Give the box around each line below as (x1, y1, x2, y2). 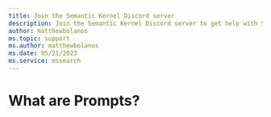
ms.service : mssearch (8, 57, 81, 65)
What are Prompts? (8, 92, 140, 110)
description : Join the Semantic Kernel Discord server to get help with (8, 19, 258, 27)
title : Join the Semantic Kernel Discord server (8, 11, 175, 20)
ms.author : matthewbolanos (8, 42, 99, 50)
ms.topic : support (8, 34, 70, 43)
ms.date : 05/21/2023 (8, 49, 78, 57)
